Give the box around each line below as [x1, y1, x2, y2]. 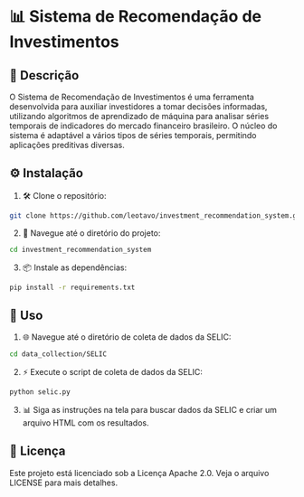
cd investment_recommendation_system [9, 245, 152, 254]
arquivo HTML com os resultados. [22, 417, 149, 428]
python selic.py [9, 388, 71, 397]
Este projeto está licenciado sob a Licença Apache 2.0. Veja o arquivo [9, 467, 270, 478]
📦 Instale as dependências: [22, 262, 128, 273]
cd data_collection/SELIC [9, 350, 107, 359]
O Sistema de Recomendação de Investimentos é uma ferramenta [9, 91, 255, 102]
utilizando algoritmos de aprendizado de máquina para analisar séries [9, 111, 270, 121]
